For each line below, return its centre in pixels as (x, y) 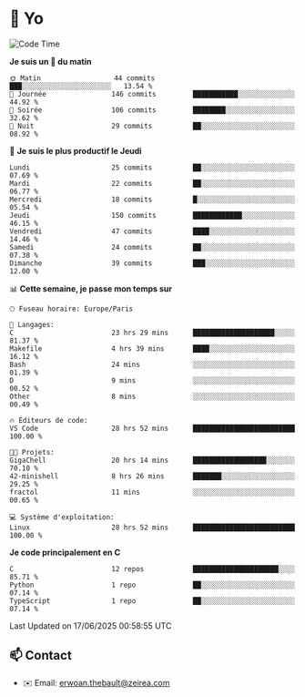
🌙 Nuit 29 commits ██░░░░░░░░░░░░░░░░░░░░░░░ (152, 126)
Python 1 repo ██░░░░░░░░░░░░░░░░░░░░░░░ (152, 585)
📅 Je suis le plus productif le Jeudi (76, 150)
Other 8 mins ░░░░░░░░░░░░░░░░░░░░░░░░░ (152, 396)
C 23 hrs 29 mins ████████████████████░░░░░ (152, 333)
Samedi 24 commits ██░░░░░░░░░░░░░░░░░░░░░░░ (152, 247)
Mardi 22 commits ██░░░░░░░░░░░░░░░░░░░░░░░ (152, 183)
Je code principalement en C (65, 552)
